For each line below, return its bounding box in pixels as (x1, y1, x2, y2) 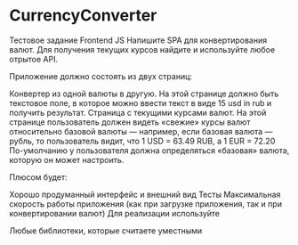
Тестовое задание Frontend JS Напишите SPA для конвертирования (9, 35, 268, 45)
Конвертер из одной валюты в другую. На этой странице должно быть (9, 88, 279, 99)
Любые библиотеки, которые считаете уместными (9, 225, 203, 236)
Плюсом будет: (9, 171, 68, 183)
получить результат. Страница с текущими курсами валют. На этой (9, 107, 267, 118)
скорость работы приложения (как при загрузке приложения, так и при (9, 198, 283, 209)
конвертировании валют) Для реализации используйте (9, 208, 221, 218)
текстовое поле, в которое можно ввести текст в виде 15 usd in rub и (9, 97, 272, 108)
